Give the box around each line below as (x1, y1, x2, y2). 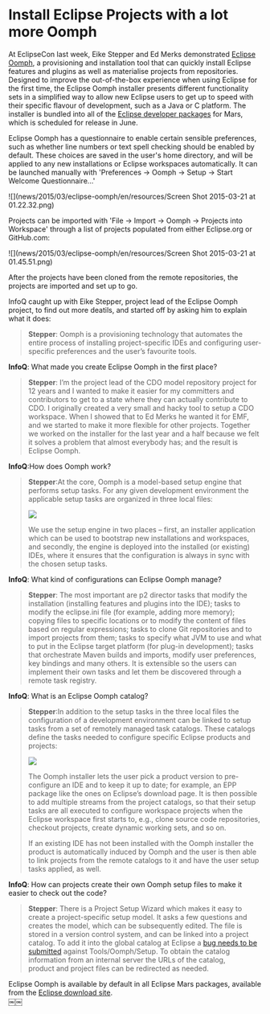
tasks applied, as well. (27, 864, 102, 873)
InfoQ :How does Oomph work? (8, 461, 111, 471)
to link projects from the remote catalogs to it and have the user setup (27, 855, 260, 865)
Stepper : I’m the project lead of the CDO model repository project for (27, 377, 257, 387)
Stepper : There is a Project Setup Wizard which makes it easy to (27, 903, 243, 913)
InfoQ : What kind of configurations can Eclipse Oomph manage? (8, 574, 223, 584)
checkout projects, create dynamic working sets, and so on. (27, 823, 227, 832)
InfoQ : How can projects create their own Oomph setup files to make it (8, 879, 243, 889)
